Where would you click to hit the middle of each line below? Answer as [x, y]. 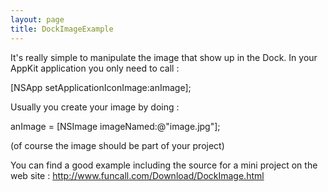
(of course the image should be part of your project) [117, 145]
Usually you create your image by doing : [95, 107]
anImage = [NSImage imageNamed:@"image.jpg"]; [115, 126]
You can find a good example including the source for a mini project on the [164, 165]
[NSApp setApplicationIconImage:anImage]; [101, 87]
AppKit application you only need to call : [95, 68]
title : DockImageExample [62, 29]
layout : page [37, 19]
